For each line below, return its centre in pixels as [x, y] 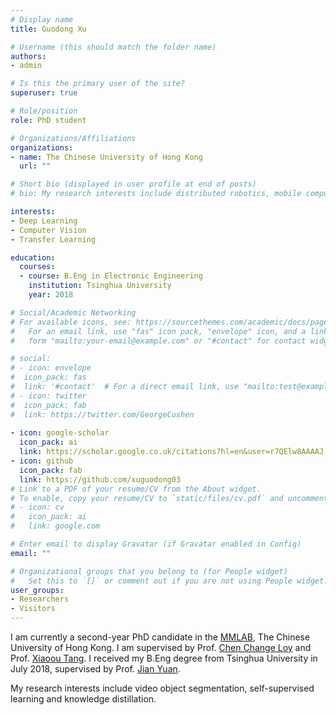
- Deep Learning [44, 221]
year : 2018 [51, 295]
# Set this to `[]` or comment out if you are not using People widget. [169, 581]
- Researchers [40, 599]
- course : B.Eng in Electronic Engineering [111, 276]
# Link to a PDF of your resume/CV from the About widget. [136, 489]
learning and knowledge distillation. [83, 699]
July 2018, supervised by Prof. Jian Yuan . [95, 669]
